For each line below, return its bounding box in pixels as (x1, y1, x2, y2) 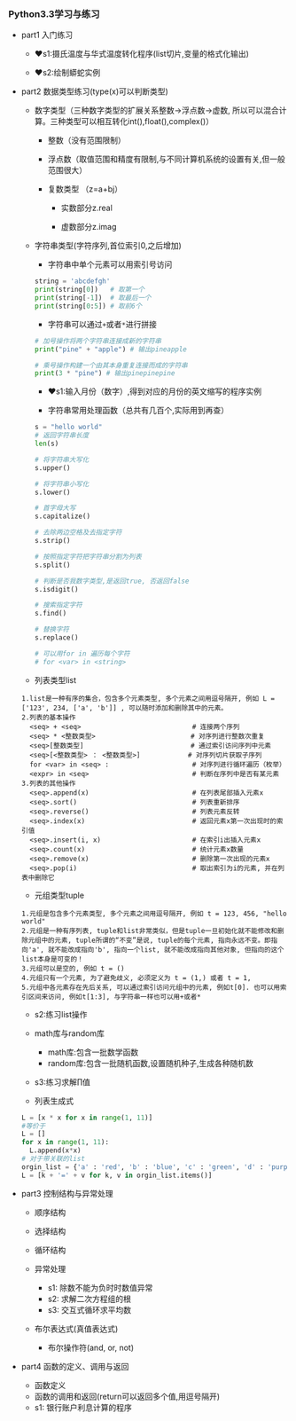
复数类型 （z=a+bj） (47, 184, 123, 194)
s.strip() (34, 537, 72, 546)
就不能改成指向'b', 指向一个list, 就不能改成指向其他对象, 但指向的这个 (47, 945, 284, 954)
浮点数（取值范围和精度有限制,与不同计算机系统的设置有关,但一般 (47, 153, 285, 165)
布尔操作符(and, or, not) (47, 1342, 135, 1353)
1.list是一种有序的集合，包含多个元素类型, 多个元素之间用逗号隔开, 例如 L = (20, 694, 276, 703)
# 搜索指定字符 (34, 601, 83, 609)
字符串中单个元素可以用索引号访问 (47, 259, 173, 270)
